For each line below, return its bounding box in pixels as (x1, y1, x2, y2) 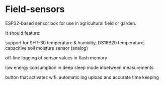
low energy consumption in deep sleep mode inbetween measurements (5, 64, 154, 70)
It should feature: (5, 30, 41, 36)
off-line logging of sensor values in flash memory (5, 54, 107, 61)
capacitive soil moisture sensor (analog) (5, 45, 88, 51)
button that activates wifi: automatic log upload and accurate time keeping (5, 74, 159, 80)
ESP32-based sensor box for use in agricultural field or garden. (5, 20, 137, 26)
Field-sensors (5, 4, 65, 15)
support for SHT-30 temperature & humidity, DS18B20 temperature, (5, 39, 145, 46)
